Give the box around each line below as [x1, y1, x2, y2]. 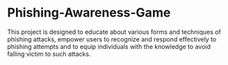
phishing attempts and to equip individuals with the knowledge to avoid [7, 42, 211, 50]
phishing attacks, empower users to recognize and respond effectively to [7, 35, 217, 43]
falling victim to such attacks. [7, 50, 91, 58]
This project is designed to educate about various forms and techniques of [7, 28, 221, 36]
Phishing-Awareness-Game [7, 5, 171, 21]
